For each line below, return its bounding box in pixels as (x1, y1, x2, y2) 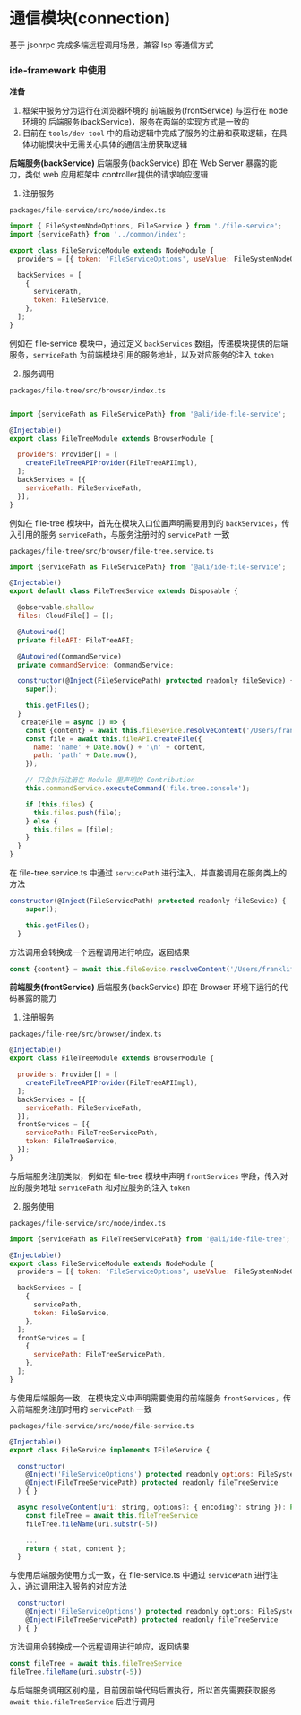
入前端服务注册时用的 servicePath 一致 (9, 1403, 152, 1414)
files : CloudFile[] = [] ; (17, 611, 115, 621)
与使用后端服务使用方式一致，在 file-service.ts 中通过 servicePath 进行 (9, 1570, 271, 1581)
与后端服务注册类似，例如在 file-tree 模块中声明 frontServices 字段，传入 (9, 1170, 280, 1181)
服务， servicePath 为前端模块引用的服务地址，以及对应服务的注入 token (9, 349, 275, 359)
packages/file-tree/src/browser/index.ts (9, 386, 167, 395)
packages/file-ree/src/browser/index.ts (9, 1030, 163, 1039)
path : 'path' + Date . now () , (32, 751, 139, 760)
